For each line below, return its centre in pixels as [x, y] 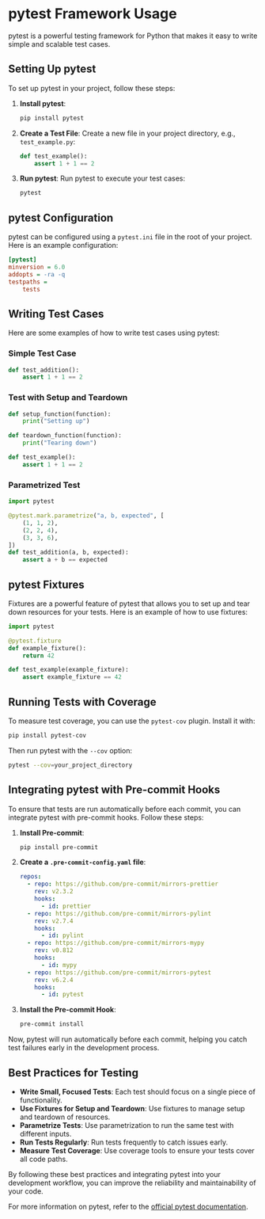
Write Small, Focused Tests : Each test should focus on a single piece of [137, 1092]
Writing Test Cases [56, 314]
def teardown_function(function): [65, 436]
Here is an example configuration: [63, 246]
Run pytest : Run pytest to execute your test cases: [102, 178]
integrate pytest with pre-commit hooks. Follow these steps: [106, 817]
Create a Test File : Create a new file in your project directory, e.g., [127, 133]
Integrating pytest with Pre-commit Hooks [114, 790]
